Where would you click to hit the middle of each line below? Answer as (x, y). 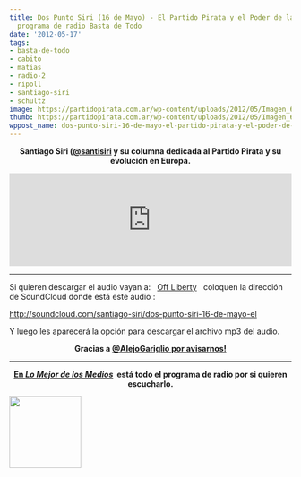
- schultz (28, 101)
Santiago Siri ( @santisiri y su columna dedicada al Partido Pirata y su (150, 151)
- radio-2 (28, 76)
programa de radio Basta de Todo (80, 26)
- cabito (26, 59)
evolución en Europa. (150, 161)
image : (21, 109)
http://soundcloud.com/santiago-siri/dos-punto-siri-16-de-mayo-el (133, 314)
